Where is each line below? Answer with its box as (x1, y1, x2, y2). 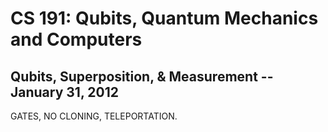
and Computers (10, 28, 143, 51)
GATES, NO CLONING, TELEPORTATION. (10, 110, 178, 122)
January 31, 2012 (10, 83, 119, 101)
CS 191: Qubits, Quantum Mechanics (10, 7, 319, 30)
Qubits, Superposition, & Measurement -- (10, 68, 274, 85)
